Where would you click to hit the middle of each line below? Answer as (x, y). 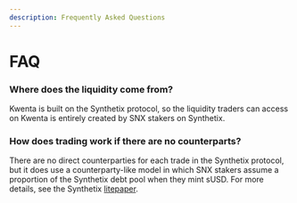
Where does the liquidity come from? (91, 89)
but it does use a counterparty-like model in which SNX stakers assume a (144, 170)
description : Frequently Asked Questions (87, 17)
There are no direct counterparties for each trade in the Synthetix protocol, (147, 160)
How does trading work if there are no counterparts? (125, 142)
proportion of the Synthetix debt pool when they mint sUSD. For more (137, 180)
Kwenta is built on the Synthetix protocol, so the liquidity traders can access (148, 109)
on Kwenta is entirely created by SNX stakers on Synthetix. (117, 118)
